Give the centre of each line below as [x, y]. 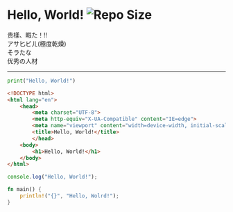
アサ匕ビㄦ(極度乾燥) [37, 43]
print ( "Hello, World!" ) [42, 81]
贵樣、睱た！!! [27, 35]
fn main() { [24, 190]
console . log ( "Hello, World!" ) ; [52, 177]
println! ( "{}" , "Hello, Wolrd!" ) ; [69, 196]
